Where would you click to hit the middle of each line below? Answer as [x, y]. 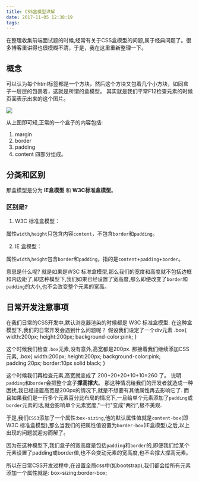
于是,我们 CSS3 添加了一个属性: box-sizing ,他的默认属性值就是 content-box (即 [97, 418]
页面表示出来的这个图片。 [37, 99]
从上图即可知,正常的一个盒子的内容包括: [55, 123]
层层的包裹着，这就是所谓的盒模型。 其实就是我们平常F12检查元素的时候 [105, 91]
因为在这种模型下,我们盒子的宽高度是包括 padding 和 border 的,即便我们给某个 [98, 445]
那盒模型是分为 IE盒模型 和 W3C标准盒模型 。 [61, 190]
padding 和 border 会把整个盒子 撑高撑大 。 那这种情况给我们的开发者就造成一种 [100, 383]
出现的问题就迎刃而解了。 [37, 433]
